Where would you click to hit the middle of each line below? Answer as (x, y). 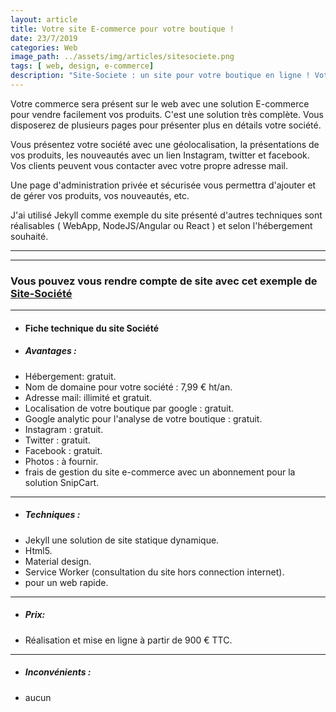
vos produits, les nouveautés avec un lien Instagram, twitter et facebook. (160, 155)
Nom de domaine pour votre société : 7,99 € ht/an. (128, 387)
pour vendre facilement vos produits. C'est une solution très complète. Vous (167, 114)
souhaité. (29, 236)
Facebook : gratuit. (63, 450)
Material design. (58, 561)
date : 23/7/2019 (44, 38)
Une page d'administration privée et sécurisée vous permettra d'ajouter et (163, 185)
